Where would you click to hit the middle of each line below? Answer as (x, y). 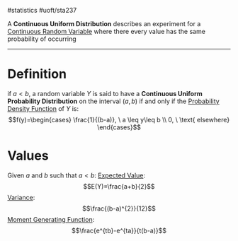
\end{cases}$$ (119, 127)
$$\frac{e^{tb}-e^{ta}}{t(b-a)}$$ (119, 230)
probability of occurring (42, 39)
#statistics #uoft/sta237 (42, 10)
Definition (37, 74)
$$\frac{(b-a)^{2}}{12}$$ (119, 208)
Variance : (21, 197)
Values (28, 156)
